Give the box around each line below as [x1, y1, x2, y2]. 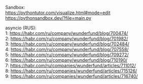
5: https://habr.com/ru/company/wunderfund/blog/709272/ [5, 52, 129, 58]
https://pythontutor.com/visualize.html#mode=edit [5, 10, 111, 16]
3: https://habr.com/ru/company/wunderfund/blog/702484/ [5, 41, 129, 47]
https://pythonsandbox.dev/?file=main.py [5, 15, 91, 21]
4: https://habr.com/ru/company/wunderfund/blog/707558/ [5, 47, 129, 52]
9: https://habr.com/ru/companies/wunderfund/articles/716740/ [5, 73, 138, 79]
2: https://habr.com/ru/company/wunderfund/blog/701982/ [5, 35, 128, 41]
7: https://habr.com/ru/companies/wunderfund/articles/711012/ [5, 63, 136, 68]
